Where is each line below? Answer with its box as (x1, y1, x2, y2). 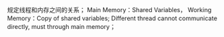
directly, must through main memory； (7, 23, 116, 30)
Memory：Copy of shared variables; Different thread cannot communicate (7, 14, 218, 22)
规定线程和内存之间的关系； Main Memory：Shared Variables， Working (7, 6, 212, 13)
